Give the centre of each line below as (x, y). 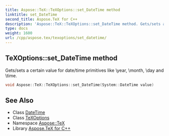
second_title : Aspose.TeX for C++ (41, 19)
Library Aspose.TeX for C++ (41, 128)
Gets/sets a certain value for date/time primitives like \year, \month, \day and (84, 70)
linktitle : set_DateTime (31, 15)
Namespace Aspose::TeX (39, 123)
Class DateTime (29, 112)
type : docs (17, 29)
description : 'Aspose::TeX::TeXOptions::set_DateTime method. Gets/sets (83, 24)
